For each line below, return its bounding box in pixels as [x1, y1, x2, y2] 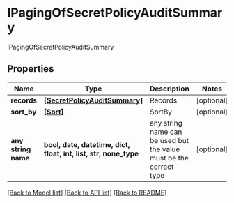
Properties [7, 63, 54, 75]
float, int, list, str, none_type [44, 149, 139, 158]
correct [149, 162, 174, 172]
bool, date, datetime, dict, [44, 140, 130, 149]
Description [149, 84, 189, 93]
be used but [149, 135, 189, 145]
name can [149, 127, 182, 137]
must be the [149, 153, 189, 163]
